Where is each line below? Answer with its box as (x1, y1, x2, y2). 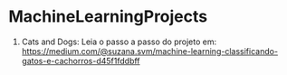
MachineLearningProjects (8, 6, 208, 27)
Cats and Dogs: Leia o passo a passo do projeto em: (21, 36, 217, 47)
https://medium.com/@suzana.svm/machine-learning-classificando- (21, 45, 278, 56)
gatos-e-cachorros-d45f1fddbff (21, 55, 141, 66)
